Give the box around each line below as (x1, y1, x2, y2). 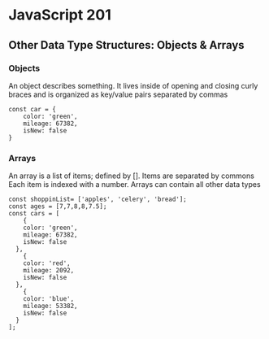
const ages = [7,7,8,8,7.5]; (8, 202, 107, 211)
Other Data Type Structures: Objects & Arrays (8, 38, 245, 52)
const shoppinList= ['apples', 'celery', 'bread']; (8, 195, 187, 204)
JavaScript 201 (8, 6, 111, 24)
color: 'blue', (23, 295, 75, 303)
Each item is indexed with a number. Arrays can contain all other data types (8, 180, 262, 189)
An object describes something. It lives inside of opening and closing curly (8, 80, 258, 90)
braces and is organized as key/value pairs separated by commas (8, 89, 228, 99)
